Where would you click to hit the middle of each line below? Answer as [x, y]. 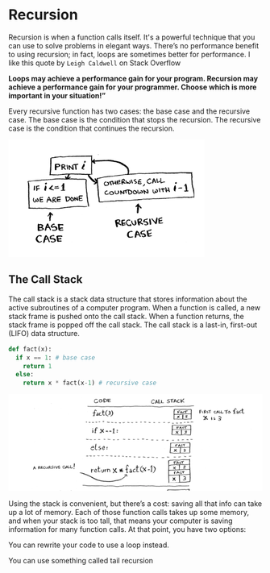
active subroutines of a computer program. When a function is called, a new [134, 307]
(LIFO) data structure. [44, 333]
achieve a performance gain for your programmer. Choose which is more [133, 87]
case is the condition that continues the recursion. [91, 128]
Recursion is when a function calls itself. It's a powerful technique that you [132, 37]
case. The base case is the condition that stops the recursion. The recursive [135, 119]
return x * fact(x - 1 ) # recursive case [90, 383]
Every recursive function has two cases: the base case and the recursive [129, 111]
